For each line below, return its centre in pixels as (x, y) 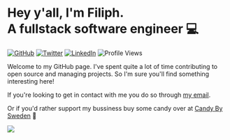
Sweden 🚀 (22, 116)
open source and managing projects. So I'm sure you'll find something (108, 74)
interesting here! (31, 81)
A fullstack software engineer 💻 (103, 29)
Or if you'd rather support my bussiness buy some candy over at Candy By (115, 108)
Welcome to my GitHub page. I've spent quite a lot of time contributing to (113, 66)
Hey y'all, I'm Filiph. (66, 13)
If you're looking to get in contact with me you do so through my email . (109, 95)
